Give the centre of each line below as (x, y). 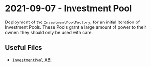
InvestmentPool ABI (32, 60)
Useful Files (24, 48)
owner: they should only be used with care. (49, 32)
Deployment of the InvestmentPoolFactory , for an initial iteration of (73, 22)
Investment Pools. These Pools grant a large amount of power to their (76, 27)
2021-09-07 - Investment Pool (69, 9)
